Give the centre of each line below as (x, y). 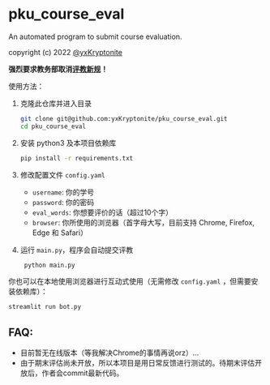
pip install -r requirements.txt (77, 158)
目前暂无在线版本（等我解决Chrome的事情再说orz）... (109, 353)
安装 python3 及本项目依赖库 (68, 143)
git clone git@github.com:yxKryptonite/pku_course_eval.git (124, 118)
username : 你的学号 (63, 192)
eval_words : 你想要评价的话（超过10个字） (102, 212)
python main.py (49, 265)
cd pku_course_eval (53, 126)
